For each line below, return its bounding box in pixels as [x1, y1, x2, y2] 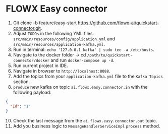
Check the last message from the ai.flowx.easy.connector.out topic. [13, 117, 157, 123]
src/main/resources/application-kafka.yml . [13, 41, 105, 47]
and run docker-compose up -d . [50, 57, 115, 63]
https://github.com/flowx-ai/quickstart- [78, 20, 159, 26]
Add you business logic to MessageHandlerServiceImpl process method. [13, 123, 160, 129]
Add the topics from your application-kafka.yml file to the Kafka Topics [13, 73, 163, 79]
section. [13, 79, 30, 85]
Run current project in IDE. [13, 62, 69, 69]
